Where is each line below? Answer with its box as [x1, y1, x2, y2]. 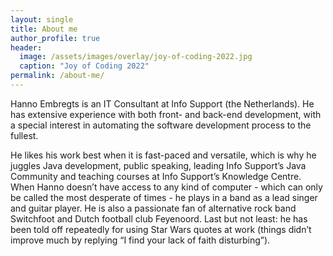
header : [10, 42, 43, 53]
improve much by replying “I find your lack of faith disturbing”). [10, 234, 271, 246]
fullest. [10, 129, 39, 141]
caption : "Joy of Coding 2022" [19, 61, 150, 71]
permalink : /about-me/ [10, 71, 105, 81]
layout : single [10, 14, 74, 25]
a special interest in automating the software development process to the [10, 119, 312, 131]
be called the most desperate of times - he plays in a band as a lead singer [10, 191, 318, 203]
